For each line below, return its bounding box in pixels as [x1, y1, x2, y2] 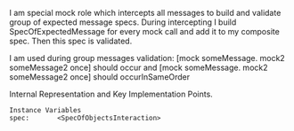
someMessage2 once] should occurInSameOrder [9, 72, 191, 82]
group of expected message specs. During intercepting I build [9, 17, 237, 27]
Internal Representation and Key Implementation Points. [9, 89, 214, 99]
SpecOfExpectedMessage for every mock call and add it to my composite [9, 27, 281, 36]
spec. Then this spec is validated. [9, 35, 133, 46]
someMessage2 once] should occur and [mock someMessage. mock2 [9, 62, 268, 73]
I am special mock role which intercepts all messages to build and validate [9, 8, 282, 18]
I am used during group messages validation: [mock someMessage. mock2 [9, 53, 285, 63]
